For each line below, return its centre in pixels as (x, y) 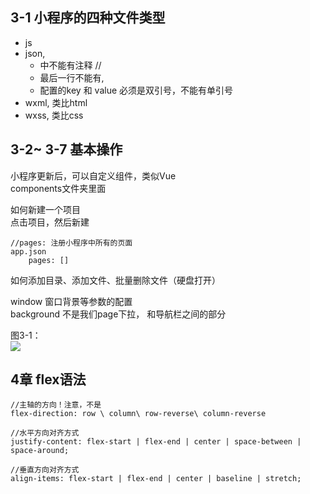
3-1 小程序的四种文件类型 (88, 18)
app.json (28, 251)
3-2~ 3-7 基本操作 (66, 149)
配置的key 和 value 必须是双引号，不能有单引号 (136, 90)
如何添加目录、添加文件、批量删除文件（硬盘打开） (115, 280)
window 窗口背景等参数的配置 (71, 301)
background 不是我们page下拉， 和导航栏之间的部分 (118, 314)
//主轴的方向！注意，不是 (56, 405)
